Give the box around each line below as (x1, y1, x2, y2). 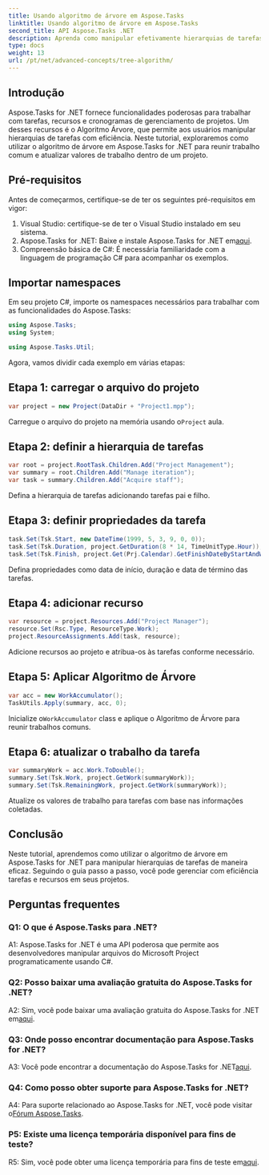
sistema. (19, 227, 48, 237)
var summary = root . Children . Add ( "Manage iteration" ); (8, 468, 195, 477)
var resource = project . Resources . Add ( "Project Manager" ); (8, 618, 210, 626)
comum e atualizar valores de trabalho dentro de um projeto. (8, 150, 208, 160)
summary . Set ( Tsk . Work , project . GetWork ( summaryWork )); (8, 774, 195, 782)
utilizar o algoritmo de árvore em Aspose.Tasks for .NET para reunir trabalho (8, 141, 260, 151)
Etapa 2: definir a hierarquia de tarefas (8, 440, 204, 454)
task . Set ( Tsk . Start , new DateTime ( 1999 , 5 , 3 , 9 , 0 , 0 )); (8, 535, 207, 543)
